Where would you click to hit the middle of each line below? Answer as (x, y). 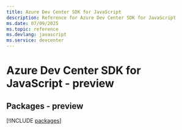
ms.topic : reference (33, 29)
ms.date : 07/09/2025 (33, 23)
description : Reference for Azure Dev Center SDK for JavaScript (91, 18)
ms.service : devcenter (35, 40)
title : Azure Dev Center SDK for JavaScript (64, 12)
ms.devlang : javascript (37, 35)
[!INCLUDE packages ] (34, 121)
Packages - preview (45, 106)
